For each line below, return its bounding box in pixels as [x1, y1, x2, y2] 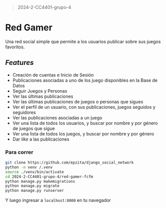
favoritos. [5, 44, 25, 50]
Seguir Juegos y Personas [12, 88, 67, 94]
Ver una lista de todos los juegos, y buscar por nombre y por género [12, 130, 154, 136]
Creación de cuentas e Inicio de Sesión [12, 72, 94, 78]
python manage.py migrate [5, 183, 59, 188]
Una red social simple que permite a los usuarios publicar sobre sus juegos [5, 38, 161, 44]
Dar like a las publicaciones [12, 136, 69, 142]
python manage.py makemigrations [5, 179, 75, 184]
